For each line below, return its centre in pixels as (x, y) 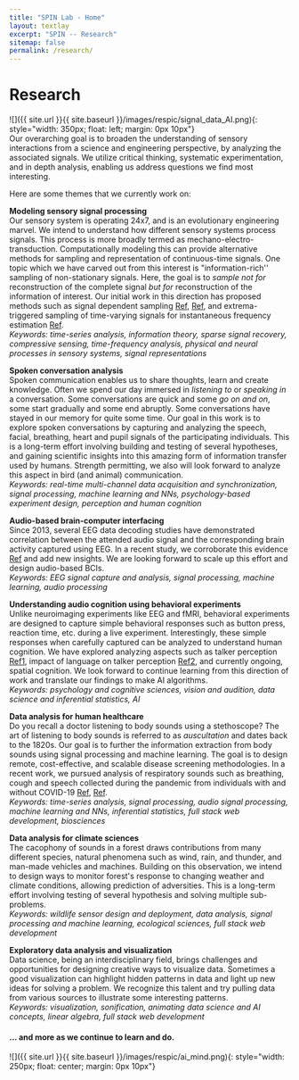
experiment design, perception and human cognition (105, 503)
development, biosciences (57, 821)
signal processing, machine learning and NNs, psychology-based (130, 494)
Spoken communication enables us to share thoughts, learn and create (139, 380)
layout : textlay (39, 26)
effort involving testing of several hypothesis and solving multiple (129, 895)
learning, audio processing (59, 587)
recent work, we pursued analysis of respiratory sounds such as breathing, (147, 774)
